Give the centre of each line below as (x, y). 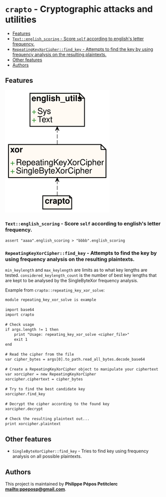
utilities (21, 20)
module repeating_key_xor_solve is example (51, 300)
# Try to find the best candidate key (45, 389)
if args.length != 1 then (32, 330)
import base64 (20, 310)
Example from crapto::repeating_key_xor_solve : (55, 290)
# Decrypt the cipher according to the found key (57, 404)
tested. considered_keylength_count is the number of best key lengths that (81, 275)
